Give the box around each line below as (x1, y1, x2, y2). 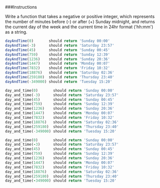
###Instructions (5, 4, 38, 10)
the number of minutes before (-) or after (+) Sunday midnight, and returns (5, 19, 155, 24)
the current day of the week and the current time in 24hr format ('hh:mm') (5, 24, 154, 30)
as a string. (5, 29, 28, 35)
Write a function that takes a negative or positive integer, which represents (5, 14, 155, 19)
